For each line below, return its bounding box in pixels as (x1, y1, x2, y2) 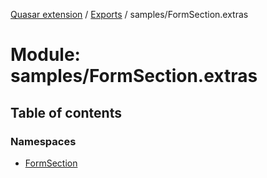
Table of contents (10, 104, 122, 121)
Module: (10, 44, 81, 66)
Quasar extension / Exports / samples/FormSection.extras (10, 9, 249, 20)
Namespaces (10, 134, 77, 148)
